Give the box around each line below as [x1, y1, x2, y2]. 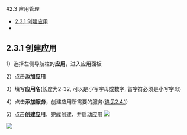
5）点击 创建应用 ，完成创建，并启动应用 [6, 111, 103, 118]
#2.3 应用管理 [6, 5, 40, 12]
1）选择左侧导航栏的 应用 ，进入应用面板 [6, 60, 102, 67]
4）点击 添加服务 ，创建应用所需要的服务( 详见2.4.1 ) [6, 98, 128, 105]
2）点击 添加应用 [6, 73, 46, 80]
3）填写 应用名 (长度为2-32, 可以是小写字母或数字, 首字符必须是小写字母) [6, 85, 182, 92]
